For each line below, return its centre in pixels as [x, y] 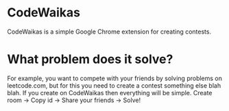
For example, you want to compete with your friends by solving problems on [115, 78]
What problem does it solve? [90, 59]
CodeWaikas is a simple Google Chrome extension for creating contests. [109, 32]
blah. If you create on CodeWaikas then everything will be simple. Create [110, 92]
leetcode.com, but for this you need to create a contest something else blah [114, 85]
